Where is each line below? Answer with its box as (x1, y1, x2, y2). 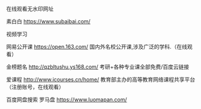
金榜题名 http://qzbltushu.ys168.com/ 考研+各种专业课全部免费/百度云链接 (6, 63, 190, 70)
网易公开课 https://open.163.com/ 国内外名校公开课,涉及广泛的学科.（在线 (6, 43, 188, 50)
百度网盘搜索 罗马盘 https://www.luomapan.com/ (6, 96, 127, 103)
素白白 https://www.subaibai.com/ (6, 18, 91, 25)
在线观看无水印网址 (6, 5, 54, 12)
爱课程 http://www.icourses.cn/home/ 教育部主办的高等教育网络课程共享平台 (6, 76, 196, 83)
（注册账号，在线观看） (6, 83, 64, 91)
